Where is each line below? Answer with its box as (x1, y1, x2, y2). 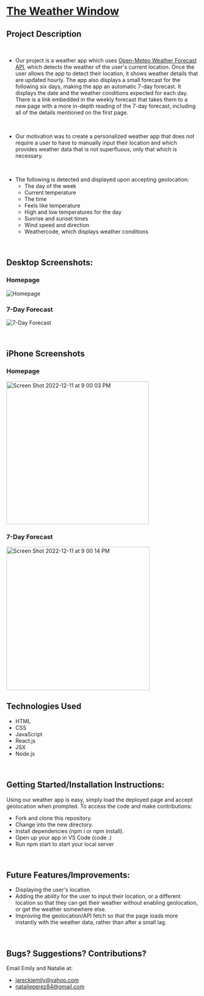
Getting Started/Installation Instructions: (6, 780, 165, 790)
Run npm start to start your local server (15, 840, 114, 848)
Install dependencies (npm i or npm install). (15, 827, 124, 834)
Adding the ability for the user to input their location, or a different (15, 892, 181, 900)
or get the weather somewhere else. (15, 905, 107, 913)
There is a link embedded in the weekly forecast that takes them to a (15, 96, 188, 103)
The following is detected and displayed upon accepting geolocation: (15, 176, 189, 183)
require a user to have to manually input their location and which (15, 139, 177, 146)
